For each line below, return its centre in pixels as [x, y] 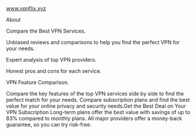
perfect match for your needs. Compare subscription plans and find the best [98, 100]
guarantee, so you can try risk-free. [49, 124]
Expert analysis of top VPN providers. [51, 60]
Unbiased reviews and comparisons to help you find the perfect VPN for [93, 42]
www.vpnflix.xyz [26, 8]
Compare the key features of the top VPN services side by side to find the [95, 94]
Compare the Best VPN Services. [46, 31]
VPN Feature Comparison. [37, 82]
